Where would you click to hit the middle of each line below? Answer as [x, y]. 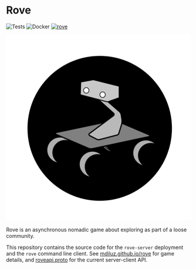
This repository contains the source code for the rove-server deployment [95, 247]
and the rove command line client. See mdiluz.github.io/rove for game [90, 253]
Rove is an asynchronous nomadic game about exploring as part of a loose [97, 230]
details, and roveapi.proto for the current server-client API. [77, 260]
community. [20, 235]
